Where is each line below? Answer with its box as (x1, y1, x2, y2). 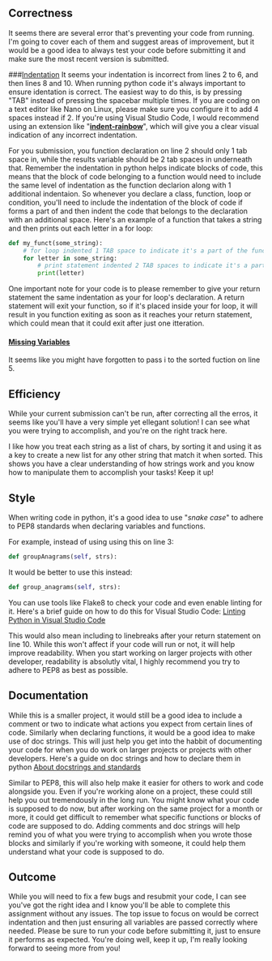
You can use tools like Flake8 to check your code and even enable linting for (8, 597, 263, 607)
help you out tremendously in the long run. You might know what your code (8, 795, 260, 804)
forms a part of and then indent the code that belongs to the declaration (8, 206, 249, 216)
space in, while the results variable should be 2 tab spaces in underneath (8, 154, 253, 164)
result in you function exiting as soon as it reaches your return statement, (8, 310, 253, 320)
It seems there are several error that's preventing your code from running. (8, 28, 255, 37)
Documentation (8, 689, 89, 703)
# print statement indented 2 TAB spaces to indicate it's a (37, 261, 249, 270)
